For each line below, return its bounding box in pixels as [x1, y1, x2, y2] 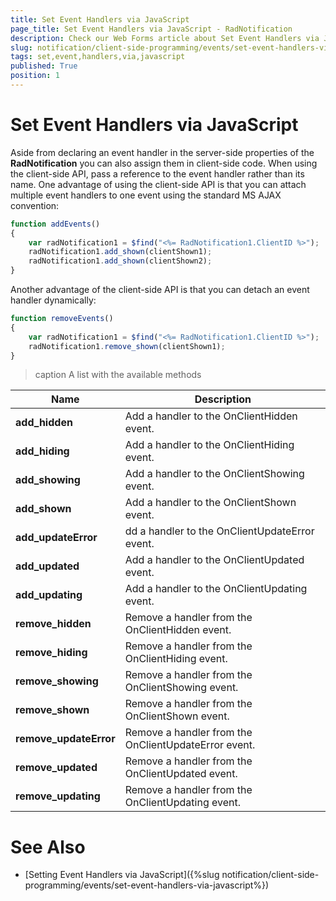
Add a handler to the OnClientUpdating [124, 582, 308, 596]
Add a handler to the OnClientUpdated [124, 553, 305, 567]
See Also [10, 836, 86, 858]
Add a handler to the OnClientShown [124, 496, 297, 510]
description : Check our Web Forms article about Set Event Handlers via [10, 33, 320, 43]
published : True [10, 61, 78, 71]
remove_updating [15, 789, 101, 803]
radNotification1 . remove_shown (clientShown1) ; [28, 341, 226, 351]
